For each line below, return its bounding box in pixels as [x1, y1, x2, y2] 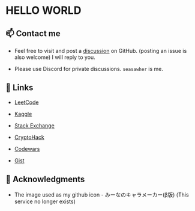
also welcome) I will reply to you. [14, 54, 95, 61]
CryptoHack [14, 133, 44, 141]
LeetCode [14, 99, 39, 106]
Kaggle [14, 110, 32, 117]
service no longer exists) [14, 198, 76, 205]
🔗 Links [5, 82, 34, 93]
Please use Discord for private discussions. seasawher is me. [14, 66, 163, 72]
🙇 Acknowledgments [5, 174, 85, 185]
